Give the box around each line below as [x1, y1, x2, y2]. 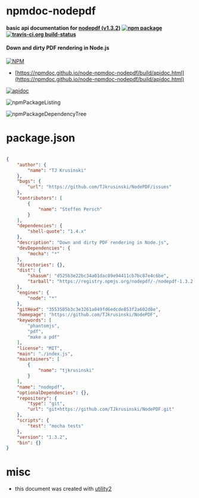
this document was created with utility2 [14, 485, 112, 493]
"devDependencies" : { [17, 245, 70, 251]
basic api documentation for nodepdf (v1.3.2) [6, 24, 121, 31]
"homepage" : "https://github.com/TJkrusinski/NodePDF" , [17, 312, 159, 318]
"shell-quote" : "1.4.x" [27, 228, 86, 234]
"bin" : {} [17, 439, 42, 446]
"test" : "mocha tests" [27, 423, 84, 429]
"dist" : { [17, 267, 42, 273]
